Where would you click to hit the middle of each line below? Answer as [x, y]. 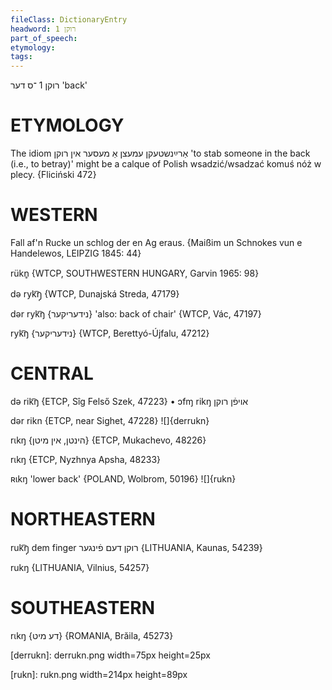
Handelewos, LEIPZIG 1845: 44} [76, 253]
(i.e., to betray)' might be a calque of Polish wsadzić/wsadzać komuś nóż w [166, 164]
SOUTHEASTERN [83, 608]
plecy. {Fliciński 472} [53, 175]
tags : [21, 57]
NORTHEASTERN [83, 519]
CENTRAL [52, 373]
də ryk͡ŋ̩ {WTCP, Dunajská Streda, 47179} [95, 294]
